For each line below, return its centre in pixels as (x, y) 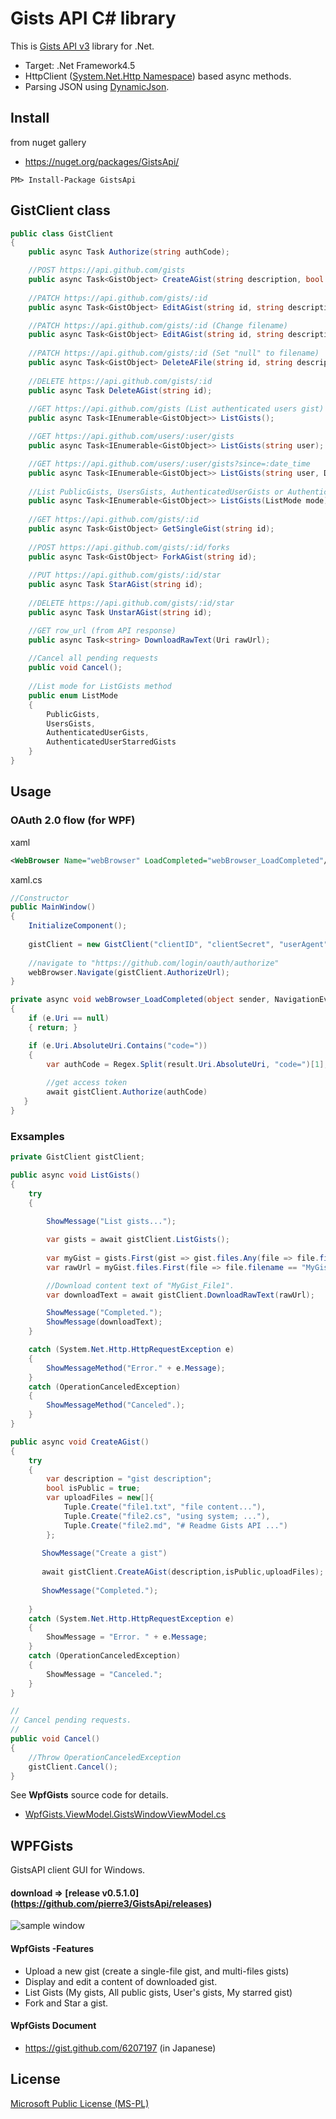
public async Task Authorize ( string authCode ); (129, 252)
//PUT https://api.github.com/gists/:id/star (125, 575)
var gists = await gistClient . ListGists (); (138, 1240)
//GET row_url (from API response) (102, 630)
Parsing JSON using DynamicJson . (97, 86)
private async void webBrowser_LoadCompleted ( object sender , (140, 1000)
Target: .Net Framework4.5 (80, 65)
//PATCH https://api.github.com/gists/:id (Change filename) (158, 325)
